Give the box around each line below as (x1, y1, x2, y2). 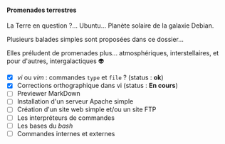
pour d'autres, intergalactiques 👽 (6, 57, 105, 65)
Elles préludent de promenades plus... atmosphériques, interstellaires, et (6, 49, 219, 57)
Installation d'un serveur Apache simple (16, 97, 134, 106)
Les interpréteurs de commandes (16, 113, 115, 122)
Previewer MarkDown (16, 89, 81, 98)
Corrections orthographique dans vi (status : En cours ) (16, 82, 179, 90)
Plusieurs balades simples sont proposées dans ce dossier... (6, 35, 184, 44)
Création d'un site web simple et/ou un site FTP (16, 105, 157, 113)
